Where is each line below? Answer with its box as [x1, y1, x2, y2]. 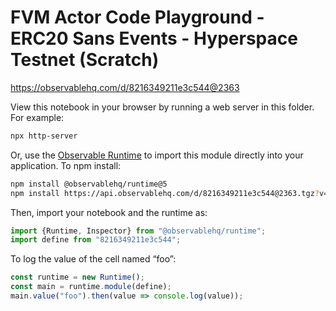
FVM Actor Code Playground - [10, 6, 265, 29]
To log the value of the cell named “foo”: [10, 253, 177, 265]
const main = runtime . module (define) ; [10, 282, 172, 292]
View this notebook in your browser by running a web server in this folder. [10, 101, 315, 113]
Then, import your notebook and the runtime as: [10, 206, 208, 218]
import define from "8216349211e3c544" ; [10, 235, 182, 245]
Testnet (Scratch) [10, 49, 160, 71]
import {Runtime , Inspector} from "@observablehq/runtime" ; [10, 226, 267, 236]
